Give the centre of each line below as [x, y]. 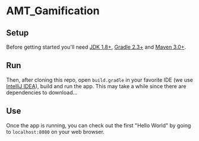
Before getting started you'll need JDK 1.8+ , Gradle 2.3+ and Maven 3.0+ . [96, 47]
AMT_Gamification [53, 11]
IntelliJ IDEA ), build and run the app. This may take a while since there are [96, 86]
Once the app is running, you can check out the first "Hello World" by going [99, 125]
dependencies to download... [42, 92]
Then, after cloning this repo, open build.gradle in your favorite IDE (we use [99, 80]
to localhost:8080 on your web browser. [56, 132]
